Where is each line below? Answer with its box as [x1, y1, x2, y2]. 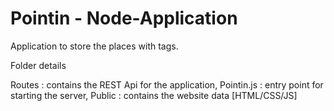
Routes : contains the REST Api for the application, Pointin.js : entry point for [10, 78, 324, 91]
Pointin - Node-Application [10, 7, 238, 30]
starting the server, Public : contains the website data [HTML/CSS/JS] [10, 89, 298, 101]
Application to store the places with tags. [10, 40, 179, 52]
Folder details [10, 59, 67, 71]
